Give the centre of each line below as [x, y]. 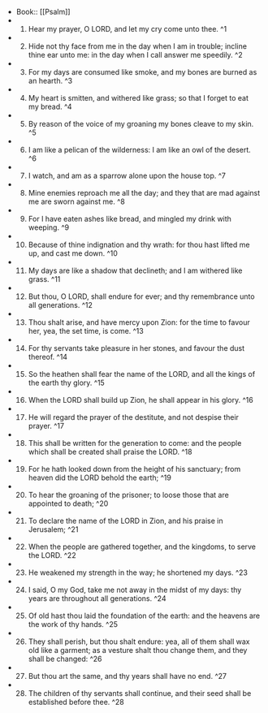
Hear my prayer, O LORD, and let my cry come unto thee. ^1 [128, 29]
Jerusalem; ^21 [53, 529]
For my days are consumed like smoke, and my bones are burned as [143, 72]
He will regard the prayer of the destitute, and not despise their [134, 417]
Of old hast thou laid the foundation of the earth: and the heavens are [144, 616]
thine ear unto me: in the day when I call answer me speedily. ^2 [135, 55]
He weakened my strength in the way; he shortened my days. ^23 [138, 573]
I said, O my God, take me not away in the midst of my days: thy [135, 590]
